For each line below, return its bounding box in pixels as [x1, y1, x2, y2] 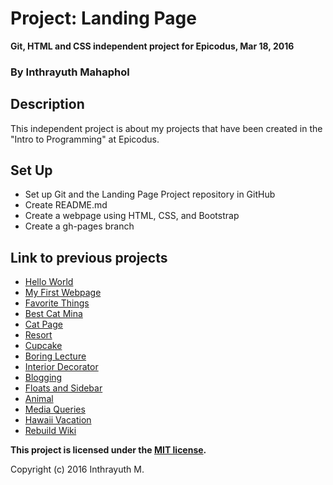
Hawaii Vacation [24, 414, 92, 426]
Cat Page [24, 318, 63, 331]
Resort [24, 329, 53, 341]
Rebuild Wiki [24, 425, 77, 437]
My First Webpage [24, 287, 102, 299]
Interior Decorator [24, 361, 99, 373]
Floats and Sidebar [24, 382, 103, 394]
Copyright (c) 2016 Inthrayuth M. [10, 463, 145, 476]
